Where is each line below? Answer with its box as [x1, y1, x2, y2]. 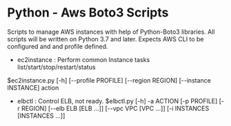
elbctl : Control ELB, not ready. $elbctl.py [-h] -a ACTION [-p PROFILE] [17, 96, 218, 105]
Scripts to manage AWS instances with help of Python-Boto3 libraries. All [7, 28, 215, 36]
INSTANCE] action [7, 83, 59, 92]
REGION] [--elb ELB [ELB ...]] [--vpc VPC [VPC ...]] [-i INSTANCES [21, 104, 210, 112]
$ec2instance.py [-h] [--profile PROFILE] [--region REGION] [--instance [7, 76, 212, 84]
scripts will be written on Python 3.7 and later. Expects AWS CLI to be [7, 34, 204, 43]
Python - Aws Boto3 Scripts [7, 5, 169, 21]
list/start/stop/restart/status [17, 63, 96, 71]
